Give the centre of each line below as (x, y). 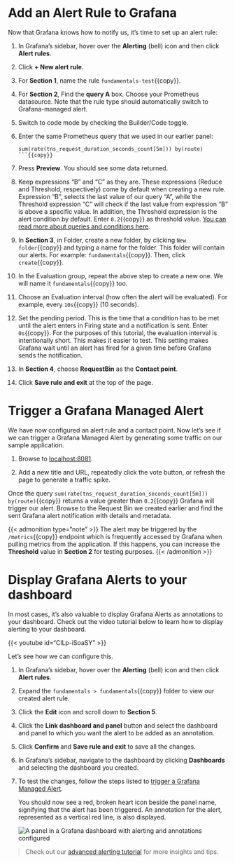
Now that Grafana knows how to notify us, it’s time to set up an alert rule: (113, 32)
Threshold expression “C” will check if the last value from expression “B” (123, 204)
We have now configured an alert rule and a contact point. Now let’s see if (114, 430)
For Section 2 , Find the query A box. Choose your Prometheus (108, 94)
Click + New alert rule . (51, 67)
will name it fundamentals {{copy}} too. (73, 283)
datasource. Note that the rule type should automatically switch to (113, 101)
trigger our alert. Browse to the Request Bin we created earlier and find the (115, 508)
